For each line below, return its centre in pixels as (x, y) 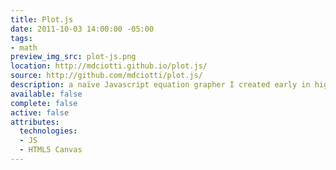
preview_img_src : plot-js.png (73, 57)
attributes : (35, 122)
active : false (40, 112)
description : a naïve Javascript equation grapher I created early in (160, 85)
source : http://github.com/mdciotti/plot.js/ (106, 76)
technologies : (48, 131)
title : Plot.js (42, 19)
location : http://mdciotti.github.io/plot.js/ (109, 66)
